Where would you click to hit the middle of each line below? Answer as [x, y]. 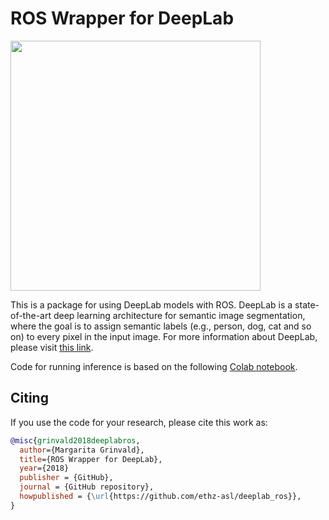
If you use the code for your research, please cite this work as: [139, 422]
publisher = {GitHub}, [66, 478]
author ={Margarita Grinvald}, [82, 450]
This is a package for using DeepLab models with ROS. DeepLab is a [151, 304]
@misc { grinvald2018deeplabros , [75, 440]
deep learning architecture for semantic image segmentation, [179, 315]
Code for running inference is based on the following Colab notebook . [154, 366]
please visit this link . [52, 347]
